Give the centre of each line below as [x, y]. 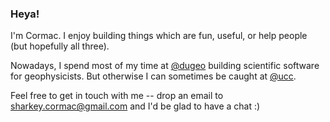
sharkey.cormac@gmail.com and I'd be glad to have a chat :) [135, 106]
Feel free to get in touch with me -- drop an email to [117, 96]
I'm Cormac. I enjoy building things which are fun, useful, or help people [159, 36]
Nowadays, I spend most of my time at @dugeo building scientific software [165, 66]
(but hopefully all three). [60, 46]
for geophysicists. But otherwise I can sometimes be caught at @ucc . [153, 76]
